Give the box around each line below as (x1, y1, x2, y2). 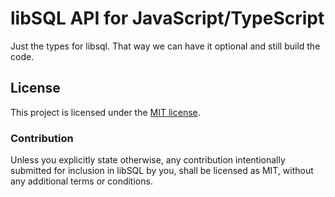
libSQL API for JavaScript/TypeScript (10, 7, 325, 30)
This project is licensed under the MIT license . (10, 106, 201, 118)
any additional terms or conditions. (10, 175, 153, 187)
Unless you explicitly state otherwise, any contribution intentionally (10, 154, 286, 166)
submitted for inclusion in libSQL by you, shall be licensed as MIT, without (10, 165, 314, 177)
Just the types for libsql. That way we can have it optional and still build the (10, 40, 321, 52)
